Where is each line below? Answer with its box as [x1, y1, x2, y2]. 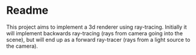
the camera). [6, 42, 38, 50]
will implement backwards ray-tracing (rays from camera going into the [6, 29, 183, 36]
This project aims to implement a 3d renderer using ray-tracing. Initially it [6, 23, 187, 30]
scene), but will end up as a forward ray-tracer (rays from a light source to [6, 36, 191, 43]
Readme [6, 4, 49, 17]
